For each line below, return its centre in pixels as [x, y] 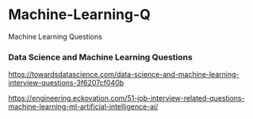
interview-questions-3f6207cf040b [66, 83]
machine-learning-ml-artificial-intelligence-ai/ [83, 107]
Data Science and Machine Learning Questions [100, 57]
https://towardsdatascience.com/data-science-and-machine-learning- [124, 75]
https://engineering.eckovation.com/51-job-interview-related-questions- [126, 98]
